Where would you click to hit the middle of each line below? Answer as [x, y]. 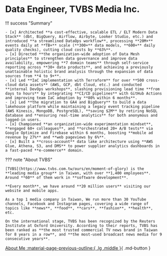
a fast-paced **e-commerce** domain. [44, 150]
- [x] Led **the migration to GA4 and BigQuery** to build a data [76, 102]
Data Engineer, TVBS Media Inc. [72, 9]
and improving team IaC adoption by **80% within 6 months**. [71, 98]
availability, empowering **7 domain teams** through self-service [77, 63]
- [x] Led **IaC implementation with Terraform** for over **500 [74, 80]
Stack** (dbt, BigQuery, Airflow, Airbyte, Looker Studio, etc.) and [79, 36]
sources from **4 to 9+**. [33, 76]
